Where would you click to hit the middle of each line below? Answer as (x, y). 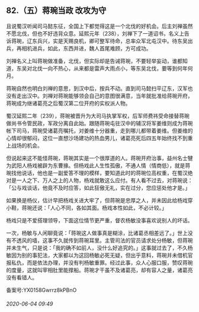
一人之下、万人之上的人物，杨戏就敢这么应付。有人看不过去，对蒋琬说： (105, 180)
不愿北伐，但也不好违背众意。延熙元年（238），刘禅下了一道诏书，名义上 (95, 33)
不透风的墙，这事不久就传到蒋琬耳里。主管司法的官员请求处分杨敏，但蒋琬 (102, 240)
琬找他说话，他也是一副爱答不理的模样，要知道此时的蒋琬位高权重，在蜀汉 (97, 173)
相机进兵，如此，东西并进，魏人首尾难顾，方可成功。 (86, 48)
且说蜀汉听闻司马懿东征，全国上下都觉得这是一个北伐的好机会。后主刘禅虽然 (99, 26)
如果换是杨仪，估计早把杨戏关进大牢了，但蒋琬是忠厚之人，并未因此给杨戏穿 (99, 200)
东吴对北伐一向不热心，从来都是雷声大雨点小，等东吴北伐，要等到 (97, 68)
